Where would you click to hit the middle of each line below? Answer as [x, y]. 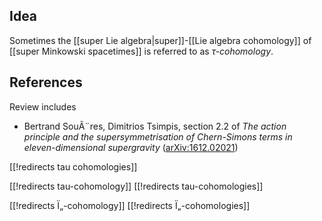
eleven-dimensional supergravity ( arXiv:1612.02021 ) [131, 147]
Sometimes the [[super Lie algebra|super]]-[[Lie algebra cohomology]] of [160, 40]
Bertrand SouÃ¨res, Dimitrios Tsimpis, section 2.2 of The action [155, 126]
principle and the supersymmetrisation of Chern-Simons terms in [158, 136]
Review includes [43, 106]
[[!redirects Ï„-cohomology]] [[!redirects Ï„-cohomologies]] [130, 205]
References [46, 82]
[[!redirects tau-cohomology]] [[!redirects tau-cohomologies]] [136, 186]
